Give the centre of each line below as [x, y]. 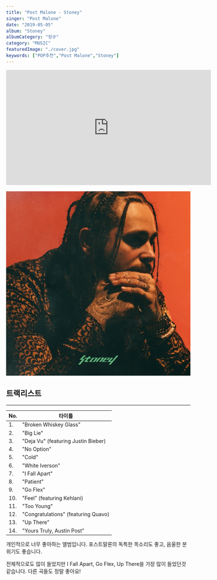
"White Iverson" [41, 465]
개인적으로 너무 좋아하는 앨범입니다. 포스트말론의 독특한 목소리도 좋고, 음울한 [94, 544]
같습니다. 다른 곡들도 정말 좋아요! [44, 571]
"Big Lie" [33, 433]
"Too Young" [38, 506]
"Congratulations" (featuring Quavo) [66, 514]
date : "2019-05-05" [30, 25]
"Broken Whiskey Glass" [51, 425]
